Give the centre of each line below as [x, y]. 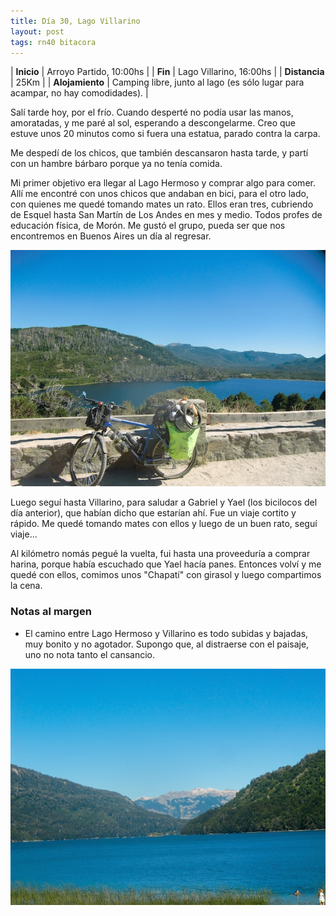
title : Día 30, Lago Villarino [75, 21]
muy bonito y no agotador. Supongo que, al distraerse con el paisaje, [167, 644]
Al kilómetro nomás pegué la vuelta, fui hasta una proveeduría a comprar [160, 554]
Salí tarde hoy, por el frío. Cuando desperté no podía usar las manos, [152, 112]
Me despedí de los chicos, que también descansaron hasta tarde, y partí [159, 153]
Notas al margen [51, 612]
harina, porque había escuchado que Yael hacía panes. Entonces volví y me [166, 564]
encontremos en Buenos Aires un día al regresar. [111, 236]
